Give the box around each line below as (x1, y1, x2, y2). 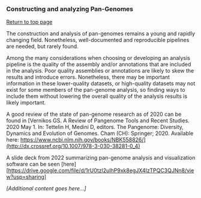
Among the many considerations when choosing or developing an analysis (6, 55, 191, 62)
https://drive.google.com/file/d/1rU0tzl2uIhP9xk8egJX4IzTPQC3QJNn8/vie (8, 167, 194, 174)
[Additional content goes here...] (6, 185, 86, 192)
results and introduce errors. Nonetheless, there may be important (6, 74, 170, 81)
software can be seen (6, 161, 60, 168)
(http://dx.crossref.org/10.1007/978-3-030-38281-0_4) (6, 143, 140, 150)
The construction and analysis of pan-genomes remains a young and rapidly (6, 30, 196, 37)
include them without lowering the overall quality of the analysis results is (6, 92, 188, 100)
